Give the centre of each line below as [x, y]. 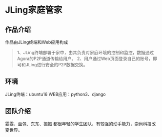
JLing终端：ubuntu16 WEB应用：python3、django [55, 94]
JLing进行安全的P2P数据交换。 [57, 65]
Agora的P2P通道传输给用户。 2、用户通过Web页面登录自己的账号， [85, 59]
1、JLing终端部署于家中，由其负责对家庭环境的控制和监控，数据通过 [85, 52]
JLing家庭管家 [34, 10]
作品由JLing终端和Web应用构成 [37, 42]
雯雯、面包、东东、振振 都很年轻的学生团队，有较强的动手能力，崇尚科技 [78, 124]
